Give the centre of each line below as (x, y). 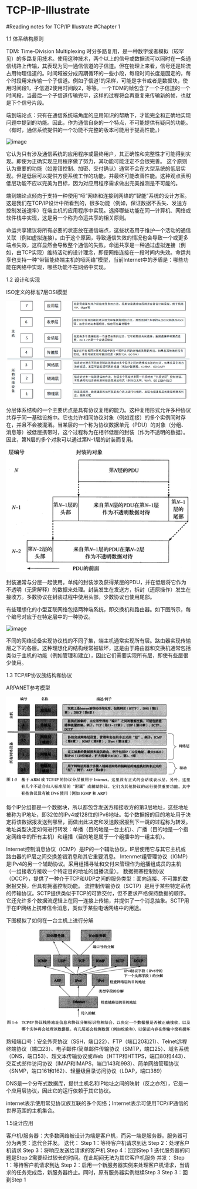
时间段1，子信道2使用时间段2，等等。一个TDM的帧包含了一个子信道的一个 (101, 88)
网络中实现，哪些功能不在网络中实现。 (62, 267)
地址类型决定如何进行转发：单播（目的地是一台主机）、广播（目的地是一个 (95, 830)
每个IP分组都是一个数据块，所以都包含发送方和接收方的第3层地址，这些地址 (97, 807)
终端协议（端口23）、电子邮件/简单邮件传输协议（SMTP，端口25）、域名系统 (98, 1048)
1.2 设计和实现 (23, 279)
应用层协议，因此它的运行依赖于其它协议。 (62, 1090)
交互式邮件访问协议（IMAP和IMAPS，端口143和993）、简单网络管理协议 (93, 1063)
